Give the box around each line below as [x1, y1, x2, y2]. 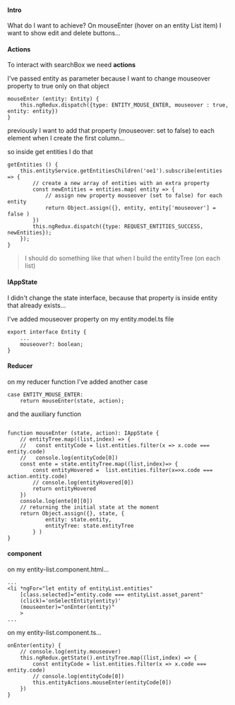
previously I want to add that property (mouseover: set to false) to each [7, 126, 215, 135]
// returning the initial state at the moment [20, 504, 159, 511]
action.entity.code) [7, 473, 68, 480]
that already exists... [7, 301, 66, 309]
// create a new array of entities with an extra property [32, 180, 210, 187]
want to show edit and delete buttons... [7, 29, 121, 37]
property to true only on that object [7, 82, 109, 90]
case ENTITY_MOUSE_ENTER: [7, 391, 83, 398]
